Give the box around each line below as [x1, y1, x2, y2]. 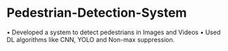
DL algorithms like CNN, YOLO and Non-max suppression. [6, 35, 175, 43]
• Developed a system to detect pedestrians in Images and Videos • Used [6, 28, 221, 36]
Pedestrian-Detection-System [6, 5, 187, 21]
